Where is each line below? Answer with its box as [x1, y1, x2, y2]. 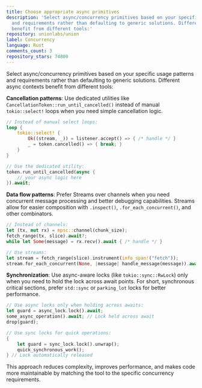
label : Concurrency [6, 37, 55, 43]
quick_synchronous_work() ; [17, 346, 85, 353]
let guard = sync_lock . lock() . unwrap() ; [17, 341, 120, 347]
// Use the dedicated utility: [6, 163, 85, 169]
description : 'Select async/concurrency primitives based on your [6, 14, 176, 20]
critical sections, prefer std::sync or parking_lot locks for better [6, 284, 167, 292]
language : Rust [6, 43, 44, 49]
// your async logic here [17, 174, 82, 180]
